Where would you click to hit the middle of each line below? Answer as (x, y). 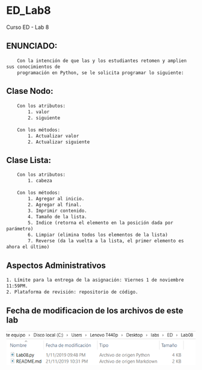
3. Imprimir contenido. (57, 211)
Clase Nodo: (30, 91)
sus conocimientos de (33, 67)
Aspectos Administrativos (56, 265)
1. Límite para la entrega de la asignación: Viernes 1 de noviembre (95, 280)
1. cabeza (40, 181)
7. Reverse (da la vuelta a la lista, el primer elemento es (106, 241)
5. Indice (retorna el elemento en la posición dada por (100, 223)
